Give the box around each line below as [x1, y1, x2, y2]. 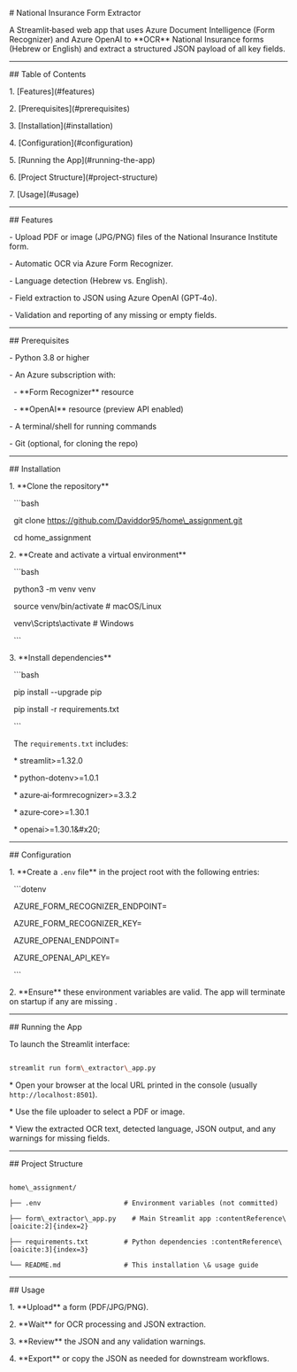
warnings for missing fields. [9, 1133, 110, 1143]
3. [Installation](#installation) [9, 120, 113, 131]
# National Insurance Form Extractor [9, 8, 141, 18]
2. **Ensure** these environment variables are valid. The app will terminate [9, 987, 286, 997]
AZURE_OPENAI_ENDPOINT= [12, 935, 120, 946]
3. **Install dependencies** [9, 653, 112, 663]
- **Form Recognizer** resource [12, 387, 134, 397]
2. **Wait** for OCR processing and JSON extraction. [9, 1319, 206, 1329]
